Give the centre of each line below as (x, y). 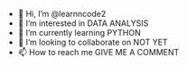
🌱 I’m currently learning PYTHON (79, 33)
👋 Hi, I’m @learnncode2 (62, 14)
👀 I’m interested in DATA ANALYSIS (83, 23)
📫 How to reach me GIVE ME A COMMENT (98, 52)
